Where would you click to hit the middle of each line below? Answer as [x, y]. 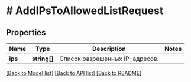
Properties [26, 33]
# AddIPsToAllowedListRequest [85, 11]
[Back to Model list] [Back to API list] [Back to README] [74, 73]
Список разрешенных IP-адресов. [109, 59]
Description [109, 49]
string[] [43, 59]
